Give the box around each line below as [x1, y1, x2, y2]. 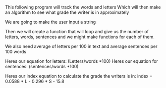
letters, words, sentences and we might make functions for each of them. [5, 34, 155, 40]
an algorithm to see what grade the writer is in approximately [5, 9, 129, 15]
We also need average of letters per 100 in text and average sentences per [5, 44, 158, 49]
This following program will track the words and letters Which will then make [5, 4, 161, 10]
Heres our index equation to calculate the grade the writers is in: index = [5, 73, 153, 79]
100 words [5, 49, 26, 54]
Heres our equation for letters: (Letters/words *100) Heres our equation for [5, 58, 159, 64]
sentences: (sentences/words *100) [5, 64, 79, 69]
